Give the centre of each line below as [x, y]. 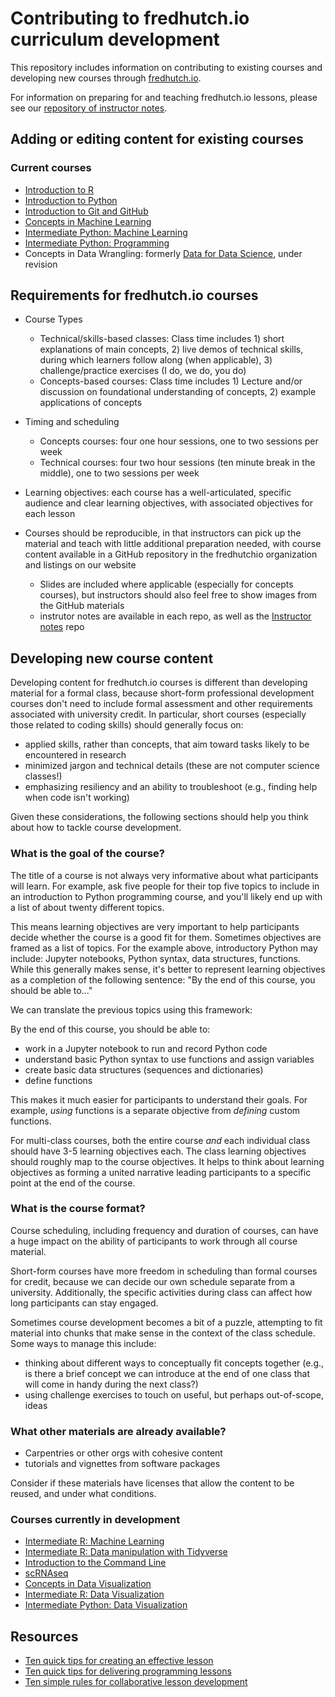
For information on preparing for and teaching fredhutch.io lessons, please [164, 97]
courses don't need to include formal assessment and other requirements [161, 704]
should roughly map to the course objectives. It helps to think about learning [167, 1161]
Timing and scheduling [72, 422]
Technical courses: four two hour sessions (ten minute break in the [177, 463]
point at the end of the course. [73, 1183]
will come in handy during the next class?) [111, 1384]
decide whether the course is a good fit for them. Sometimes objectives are [166, 937]
